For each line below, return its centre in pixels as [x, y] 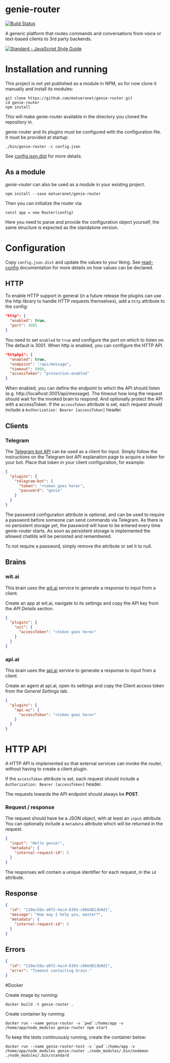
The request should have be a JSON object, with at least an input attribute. [84, 818]
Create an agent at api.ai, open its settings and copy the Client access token [85, 685]
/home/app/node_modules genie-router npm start [57, 1028]
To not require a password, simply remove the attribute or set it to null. [79, 546]
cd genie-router [22, 102]
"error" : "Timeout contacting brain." [51, 971]
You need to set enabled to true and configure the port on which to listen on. [85, 340]
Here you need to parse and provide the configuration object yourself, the [82, 222]
